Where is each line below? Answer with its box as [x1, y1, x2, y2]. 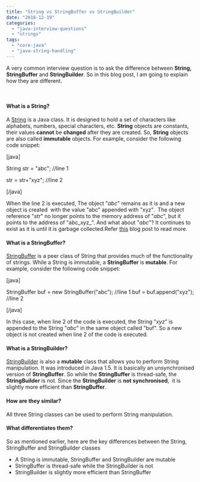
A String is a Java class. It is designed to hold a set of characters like [6, 115, 176, 123]
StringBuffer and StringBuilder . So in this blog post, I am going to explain [6, 70, 189, 78]
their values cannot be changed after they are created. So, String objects [6, 129, 189, 136]
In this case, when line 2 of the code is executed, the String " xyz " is [6, 318, 173, 325]
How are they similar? [6, 397, 62, 404]
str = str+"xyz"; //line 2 [6, 176, 63, 183]
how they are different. [6, 77, 62, 84]
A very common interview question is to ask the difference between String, [6, 64, 192, 72]
